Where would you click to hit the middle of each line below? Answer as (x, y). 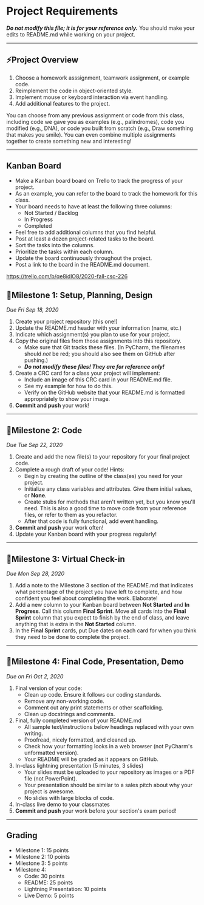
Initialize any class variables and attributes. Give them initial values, (108, 489)
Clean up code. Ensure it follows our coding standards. (93, 694)
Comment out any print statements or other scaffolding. (94, 707)
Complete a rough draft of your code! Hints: (70, 470)
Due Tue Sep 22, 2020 (34, 445)
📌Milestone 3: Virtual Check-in (66, 559)
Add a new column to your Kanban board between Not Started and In (102, 605)
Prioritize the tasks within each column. (64, 251)
